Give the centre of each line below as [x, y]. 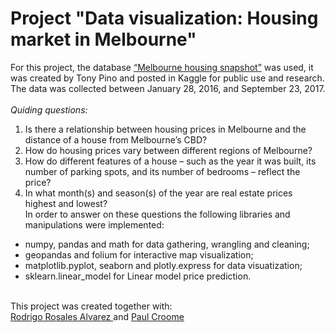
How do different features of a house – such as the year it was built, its [170, 161]
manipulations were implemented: [94, 224]
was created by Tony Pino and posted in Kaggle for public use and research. [167, 78]
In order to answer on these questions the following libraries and [157, 214]
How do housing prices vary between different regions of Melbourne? [168, 150]
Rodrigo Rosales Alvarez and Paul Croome [97, 316]
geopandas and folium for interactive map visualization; [139, 254]
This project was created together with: [91, 306]
